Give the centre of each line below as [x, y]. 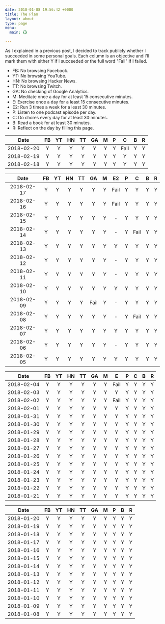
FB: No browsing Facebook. [40, 71]
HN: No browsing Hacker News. [44, 81]
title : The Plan [22, 14]
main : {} [18, 32]
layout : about [20, 19]
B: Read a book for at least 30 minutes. [52, 123]
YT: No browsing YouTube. [39, 76]
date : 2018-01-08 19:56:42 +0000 [39, 10]
